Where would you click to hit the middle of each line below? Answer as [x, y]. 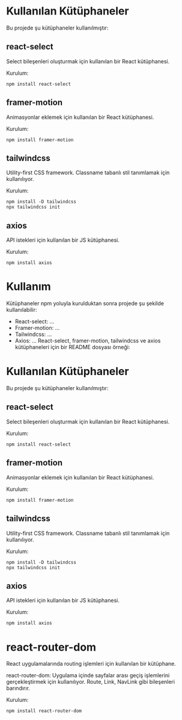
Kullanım [29, 287]
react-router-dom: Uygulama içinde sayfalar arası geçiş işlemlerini [88, 675]
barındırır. [18, 688]
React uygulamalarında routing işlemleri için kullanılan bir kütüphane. [91, 664]
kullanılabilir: [22, 310]
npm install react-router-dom [44, 711]
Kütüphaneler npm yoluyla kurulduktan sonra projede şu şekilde [85, 303]
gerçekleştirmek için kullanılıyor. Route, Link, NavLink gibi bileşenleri [91, 682]
